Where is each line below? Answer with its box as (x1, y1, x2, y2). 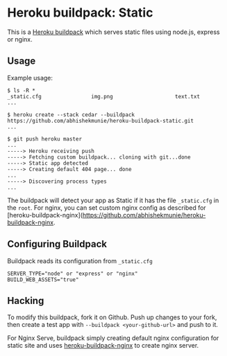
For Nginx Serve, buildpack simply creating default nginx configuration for (7, 334, 219, 342)
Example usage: (7, 73, 53, 82)
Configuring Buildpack (7, 238, 108, 250)
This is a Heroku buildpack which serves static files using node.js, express (7, 28, 220, 36)
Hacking (7, 294, 44, 306)
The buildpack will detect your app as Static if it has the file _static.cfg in (7, 196, 219, 204)
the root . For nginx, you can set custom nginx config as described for (7, 203, 206, 212)
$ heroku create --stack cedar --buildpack (7, 111, 135, 118)
